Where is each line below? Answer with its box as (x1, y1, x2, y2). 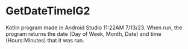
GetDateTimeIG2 (5, 4, 90, 18)
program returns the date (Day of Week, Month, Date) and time (5, 30, 161, 37)
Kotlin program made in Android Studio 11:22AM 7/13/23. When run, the (5, 24, 183, 31)
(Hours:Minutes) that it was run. (5, 36, 85, 44)
